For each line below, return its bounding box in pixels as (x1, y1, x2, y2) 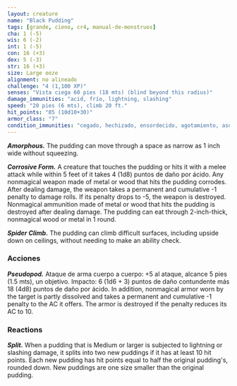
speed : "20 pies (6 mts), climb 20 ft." (7, 102, 128, 109)
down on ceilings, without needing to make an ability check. (7, 236, 181, 244)
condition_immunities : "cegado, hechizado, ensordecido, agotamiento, (7, 121, 219, 129)
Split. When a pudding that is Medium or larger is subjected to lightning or (7, 341, 223, 349)
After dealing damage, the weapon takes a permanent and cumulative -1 (7, 185, 217, 193)
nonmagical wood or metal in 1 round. (7, 215, 116, 223)
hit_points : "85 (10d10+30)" (7, 109, 93, 116)
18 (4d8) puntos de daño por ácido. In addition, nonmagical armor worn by (7, 284, 224, 293)
